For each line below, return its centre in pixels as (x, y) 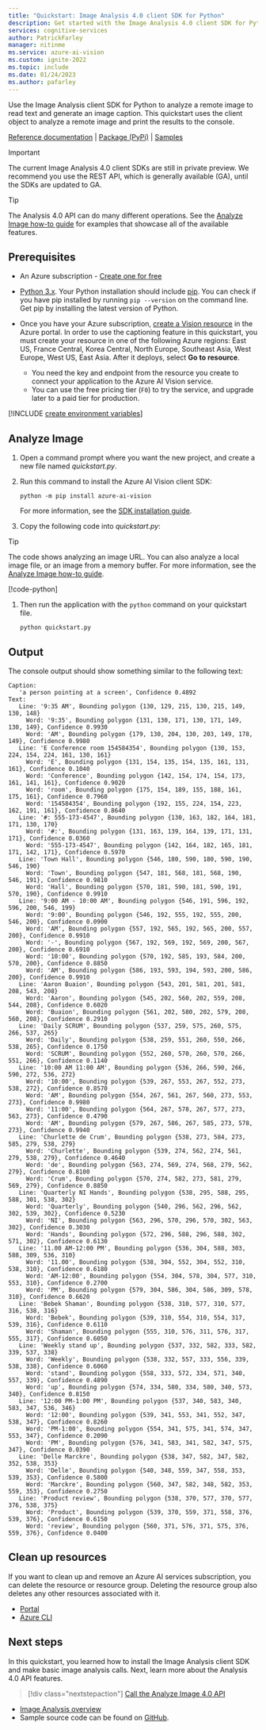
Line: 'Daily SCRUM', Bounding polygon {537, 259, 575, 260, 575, (131, 1026)
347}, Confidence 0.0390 (49, 1450)
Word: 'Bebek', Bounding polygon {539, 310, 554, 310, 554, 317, (136, 1318)
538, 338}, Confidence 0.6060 (58, 1366)
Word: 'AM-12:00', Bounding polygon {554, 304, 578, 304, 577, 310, (141, 1276)
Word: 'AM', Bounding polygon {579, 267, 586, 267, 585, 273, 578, (139, 1123)
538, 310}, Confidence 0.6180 (58, 1269)
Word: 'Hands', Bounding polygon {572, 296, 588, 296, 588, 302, (136, 1234)
